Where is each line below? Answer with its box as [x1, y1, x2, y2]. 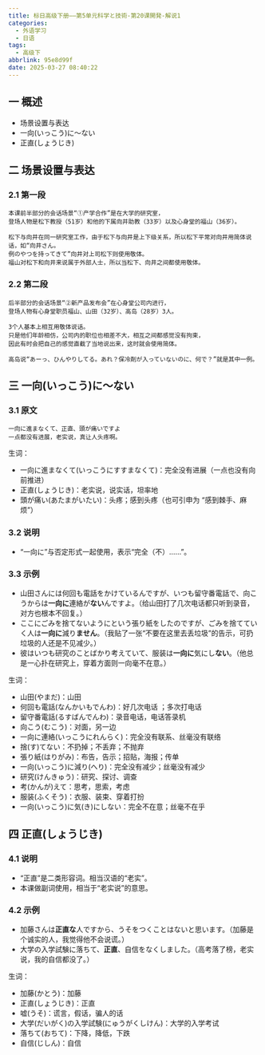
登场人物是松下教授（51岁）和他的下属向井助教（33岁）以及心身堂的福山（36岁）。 [8, 218, 241, 226]
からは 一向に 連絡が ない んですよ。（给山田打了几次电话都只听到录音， [26, 598, 255, 607]
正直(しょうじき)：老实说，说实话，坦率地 [19, 485, 159, 495]
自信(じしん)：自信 [19, 1038, 82, 1048]
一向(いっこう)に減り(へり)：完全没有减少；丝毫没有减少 [19, 761, 206, 771]
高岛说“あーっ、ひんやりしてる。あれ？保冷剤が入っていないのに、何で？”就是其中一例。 [8, 355, 259, 363]
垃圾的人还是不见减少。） [19, 638, 101, 647]
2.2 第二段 [8, 279, 49, 290]
